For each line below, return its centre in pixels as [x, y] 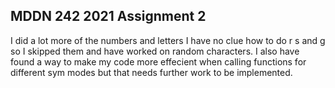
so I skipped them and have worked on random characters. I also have [155, 51]
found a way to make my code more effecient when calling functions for [158, 61]
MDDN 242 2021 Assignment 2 [108, 16]
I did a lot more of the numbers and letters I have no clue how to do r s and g [168, 40]
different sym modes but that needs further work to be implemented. [151, 72]
